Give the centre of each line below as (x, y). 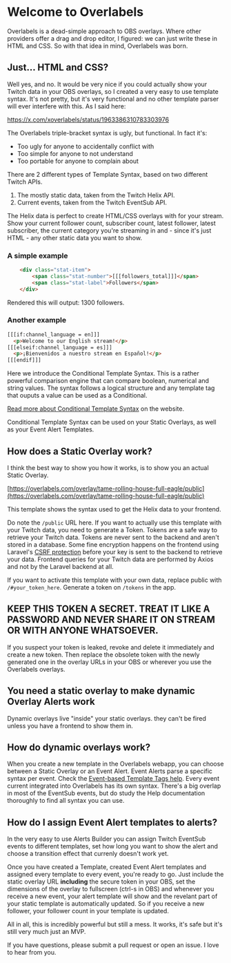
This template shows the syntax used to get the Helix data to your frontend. (114, 509)
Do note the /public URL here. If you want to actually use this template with (114, 523)
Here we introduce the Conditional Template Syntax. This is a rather (103, 373)
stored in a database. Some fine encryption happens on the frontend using (113, 545)
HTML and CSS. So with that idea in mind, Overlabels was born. (98, 46)
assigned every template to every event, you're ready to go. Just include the (115, 875)
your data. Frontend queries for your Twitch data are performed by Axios (110, 559)
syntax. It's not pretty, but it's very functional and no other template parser (113, 99)
